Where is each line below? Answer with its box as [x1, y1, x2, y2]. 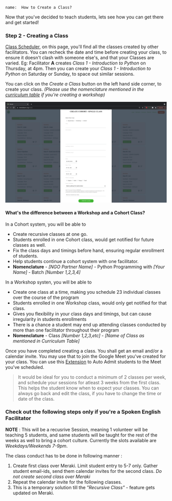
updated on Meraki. [12, 490, 54, 496]
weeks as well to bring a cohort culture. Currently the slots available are [5, 437, 157, 443]
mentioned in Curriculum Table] [12, 338, 80, 344]
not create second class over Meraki [12, 473, 91, 480]
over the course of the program [12, 294, 79, 300]
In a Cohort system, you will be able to [5, 221, 86, 227]
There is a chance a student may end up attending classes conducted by [12, 321, 166, 328]
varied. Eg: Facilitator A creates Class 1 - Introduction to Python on [5, 60, 146, 66]
